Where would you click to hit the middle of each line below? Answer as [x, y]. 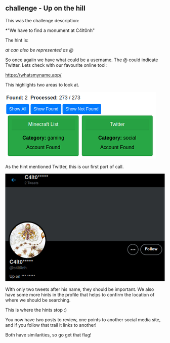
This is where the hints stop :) [36, 310]
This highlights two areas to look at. [42, 84]
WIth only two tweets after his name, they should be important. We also [80, 289]
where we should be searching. [38, 300]
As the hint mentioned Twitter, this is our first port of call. [65, 166]
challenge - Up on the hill [46, 8]
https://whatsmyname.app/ [33, 75]
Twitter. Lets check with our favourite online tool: [56, 65]
